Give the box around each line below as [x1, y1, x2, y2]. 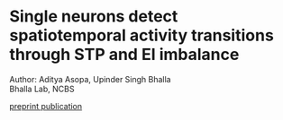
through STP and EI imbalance [9, 45, 240, 64]
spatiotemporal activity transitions [9, 25, 275, 46]
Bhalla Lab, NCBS [9, 83, 75, 94]
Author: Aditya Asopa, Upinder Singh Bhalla [9, 73, 171, 84]
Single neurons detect [9, 6, 178, 27]
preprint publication [9, 100, 83, 111]
